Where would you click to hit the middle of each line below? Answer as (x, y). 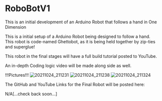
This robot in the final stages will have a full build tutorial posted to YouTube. (81, 56)
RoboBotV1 (28, 8)
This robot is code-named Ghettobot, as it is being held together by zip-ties (80, 41)
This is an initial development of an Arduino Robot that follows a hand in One (81, 22)
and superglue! (20, 47)
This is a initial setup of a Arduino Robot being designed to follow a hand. (78, 36)
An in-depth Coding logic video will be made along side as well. (68, 66)
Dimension (16, 27)
